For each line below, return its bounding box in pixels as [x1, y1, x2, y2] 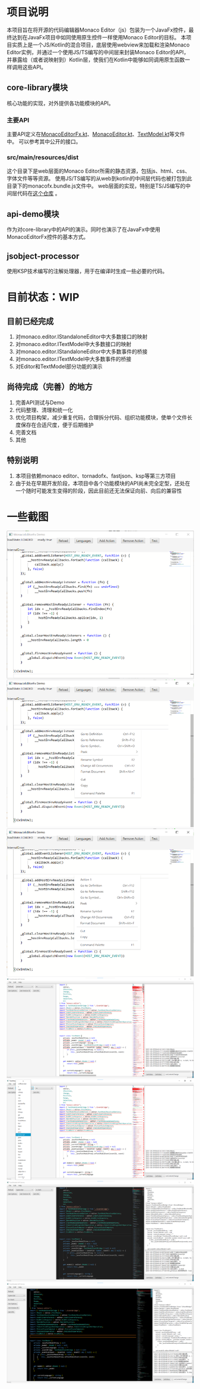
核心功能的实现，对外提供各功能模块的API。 [7, 99, 115, 107]
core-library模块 [7, 83, 68, 93]
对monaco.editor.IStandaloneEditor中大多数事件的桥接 [15, 348, 148, 355]
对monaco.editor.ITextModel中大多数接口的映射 [15, 340, 132, 347]
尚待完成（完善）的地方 [7, 382, 93, 392]
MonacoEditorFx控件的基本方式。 [7, 233, 89, 241]
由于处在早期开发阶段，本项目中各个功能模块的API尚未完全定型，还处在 [15, 479, 191, 487]
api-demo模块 [7, 209, 59, 219]
